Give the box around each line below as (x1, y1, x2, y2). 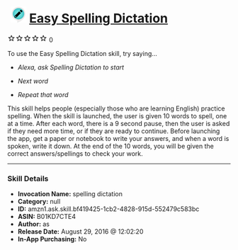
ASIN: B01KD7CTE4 (17, 212, 76, 221)
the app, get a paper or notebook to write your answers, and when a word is (7, 134, 229, 142)
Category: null (17, 198, 61, 206)
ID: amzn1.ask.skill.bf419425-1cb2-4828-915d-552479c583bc (17, 205, 200, 213)
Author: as (17, 220, 50, 229)
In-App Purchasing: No (17, 235, 87, 244)
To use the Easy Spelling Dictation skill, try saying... (7, 49, 158, 57)
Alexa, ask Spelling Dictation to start (17, 63, 125, 72)
